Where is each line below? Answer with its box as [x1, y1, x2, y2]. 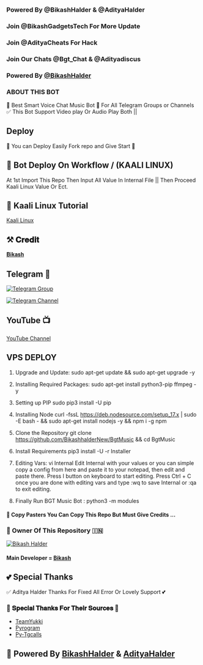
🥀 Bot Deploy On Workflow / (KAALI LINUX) [6, 160, 174, 171]
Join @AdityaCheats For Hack [6, 38, 98, 46]
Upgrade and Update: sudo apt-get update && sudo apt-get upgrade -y [15, 368, 196, 376]
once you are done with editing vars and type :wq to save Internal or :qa [15, 478, 197, 486]
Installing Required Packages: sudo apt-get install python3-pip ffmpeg [15, 381, 193, 388]
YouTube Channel [6, 335, 51, 342]
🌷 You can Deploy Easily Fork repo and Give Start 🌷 [6, 142, 136, 149]
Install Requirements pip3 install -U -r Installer [15, 447, 131, 455]
